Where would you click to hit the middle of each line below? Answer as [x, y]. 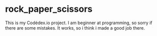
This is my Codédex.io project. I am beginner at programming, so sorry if [79, 23]
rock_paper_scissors [49, 9]
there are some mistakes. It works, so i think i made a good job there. [75, 28]
